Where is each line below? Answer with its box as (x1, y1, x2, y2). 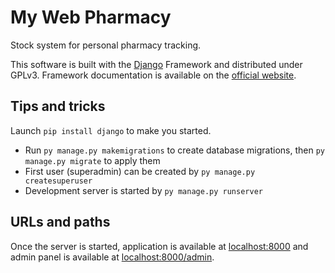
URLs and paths (10, 214, 111, 231)
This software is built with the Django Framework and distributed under (10, 58, 303, 70)
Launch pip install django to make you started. (10, 124, 212, 136)
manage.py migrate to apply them (24, 154, 161, 166)
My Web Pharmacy (10, 6, 172, 29)
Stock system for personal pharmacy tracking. (10, 39, 202, 51)
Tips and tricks (10, 98, 106, 115)
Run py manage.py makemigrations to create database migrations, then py (24, 144, 325, 156)
